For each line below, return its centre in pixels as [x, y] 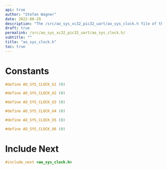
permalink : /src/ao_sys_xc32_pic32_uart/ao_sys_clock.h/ [65, 33]
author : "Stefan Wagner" [31, 14]
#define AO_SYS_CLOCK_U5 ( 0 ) [35, 120]
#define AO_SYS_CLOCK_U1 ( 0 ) [35, 84]
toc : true [15, 47]
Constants [27, 71]
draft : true [17, 28]
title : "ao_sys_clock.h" [31, 42]
